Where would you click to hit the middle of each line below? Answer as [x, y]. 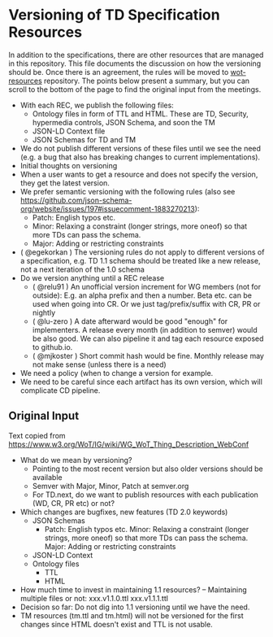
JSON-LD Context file [69, 131]
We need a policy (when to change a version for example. [117, 373]
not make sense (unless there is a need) [99, 364]
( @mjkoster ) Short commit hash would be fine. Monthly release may [148, 356]
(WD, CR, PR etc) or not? [74, 503]
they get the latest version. [65, 183]
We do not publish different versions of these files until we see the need [141, 148]
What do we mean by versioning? [76, 460]
